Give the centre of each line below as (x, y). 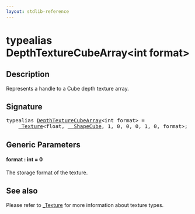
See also (22, 191)
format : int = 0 (25, 160)
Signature (24, 107)
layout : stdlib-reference (37, 11)
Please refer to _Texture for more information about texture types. (85, 205)
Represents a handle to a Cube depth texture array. (68, 88)
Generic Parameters (43, 145)
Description (28, 75)
